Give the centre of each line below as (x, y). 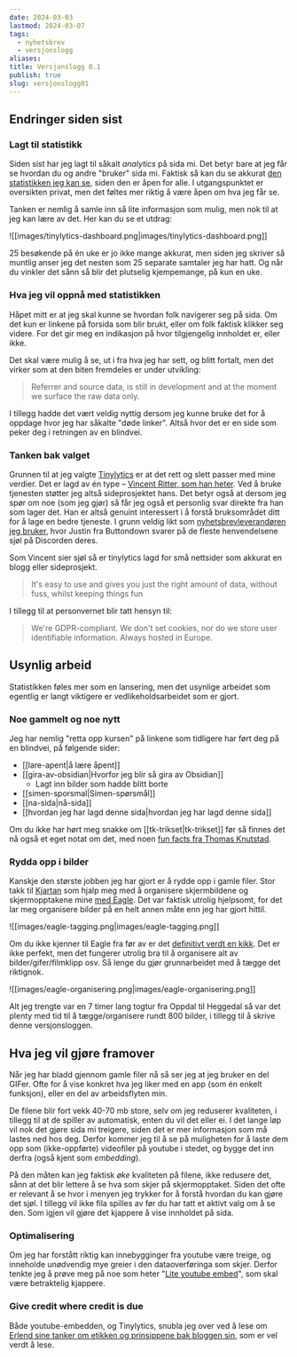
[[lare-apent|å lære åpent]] (71, 765)
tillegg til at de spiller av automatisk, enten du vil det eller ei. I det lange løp (145, 1120)
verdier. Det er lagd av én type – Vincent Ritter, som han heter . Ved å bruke (145, 484)
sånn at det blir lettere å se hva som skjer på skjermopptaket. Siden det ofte (147, 1185)
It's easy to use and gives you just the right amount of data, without (154, 584)
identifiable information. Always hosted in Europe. (121, 637)
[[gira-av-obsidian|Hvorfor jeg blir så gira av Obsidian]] (123, 775)
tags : (19, 34)
